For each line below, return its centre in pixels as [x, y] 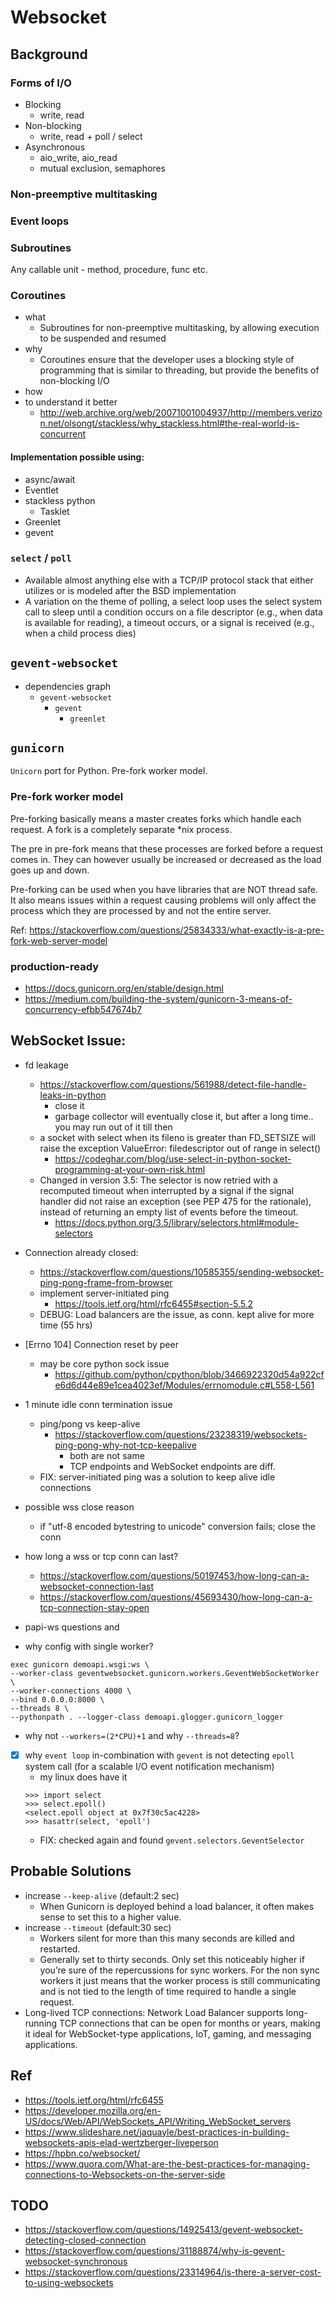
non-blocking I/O [74, 381]
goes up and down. [50, 870]
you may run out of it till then [113, 1127]
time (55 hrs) [66, 1325]
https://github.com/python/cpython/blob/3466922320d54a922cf [189, 1374]
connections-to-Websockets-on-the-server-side [125, 2174]
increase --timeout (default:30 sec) [98, 1927]
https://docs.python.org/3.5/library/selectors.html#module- [177, 1222]
